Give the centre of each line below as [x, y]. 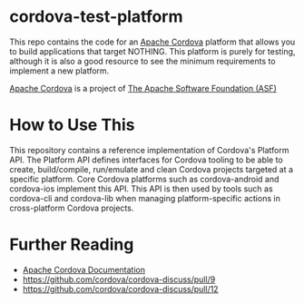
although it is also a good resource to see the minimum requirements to [142, 61]
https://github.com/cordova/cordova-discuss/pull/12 [121, 288]
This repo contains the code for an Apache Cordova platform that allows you [152, 42]
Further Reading [72, 244]
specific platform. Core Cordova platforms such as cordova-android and [144, 179]
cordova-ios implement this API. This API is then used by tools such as [142, 189]
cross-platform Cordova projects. [72, 208]
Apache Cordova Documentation [83, 269]
